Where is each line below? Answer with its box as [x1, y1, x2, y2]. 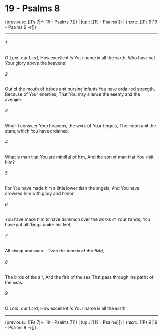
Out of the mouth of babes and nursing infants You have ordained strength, [5, 86, 155, 92]
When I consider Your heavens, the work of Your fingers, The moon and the [5, 122, 156, 129]
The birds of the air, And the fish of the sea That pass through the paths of [5, 274, 154, 280]
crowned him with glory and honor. [5, 190, 75, 196]
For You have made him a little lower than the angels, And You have [5, 185, 140, 191]
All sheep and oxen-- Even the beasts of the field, [5, 248, 104, 254]
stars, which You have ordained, [5, 128, 69, 134]
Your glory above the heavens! [5, 60, 66, 66]
